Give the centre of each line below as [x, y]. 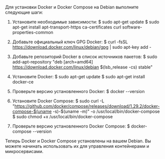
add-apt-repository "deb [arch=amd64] [53, 62]
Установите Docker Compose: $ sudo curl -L [58, 101]
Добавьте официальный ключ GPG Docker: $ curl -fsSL [70, 42]
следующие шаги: [24, 12]
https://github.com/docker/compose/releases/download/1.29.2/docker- [87, 106]
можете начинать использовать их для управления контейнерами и [77, 146]
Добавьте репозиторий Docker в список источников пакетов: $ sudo [85, 57]
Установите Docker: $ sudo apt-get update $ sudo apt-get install [79, 77]
